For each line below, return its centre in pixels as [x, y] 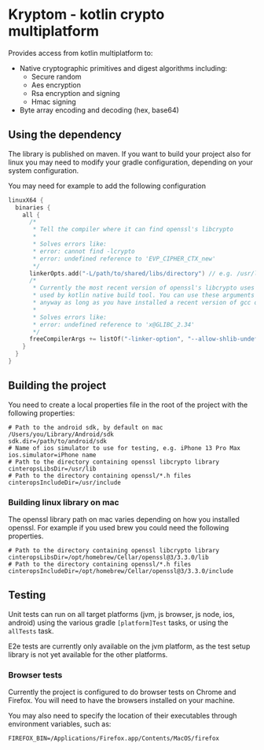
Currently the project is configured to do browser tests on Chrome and [122, 692]
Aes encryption [56, 85]
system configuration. [44, 170]
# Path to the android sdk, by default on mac [86, 427]
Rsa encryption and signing [75, 93]
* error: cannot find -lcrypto [84, 251]
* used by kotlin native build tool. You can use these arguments [144, 296]
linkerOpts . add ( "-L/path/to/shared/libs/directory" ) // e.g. [131, 273]
